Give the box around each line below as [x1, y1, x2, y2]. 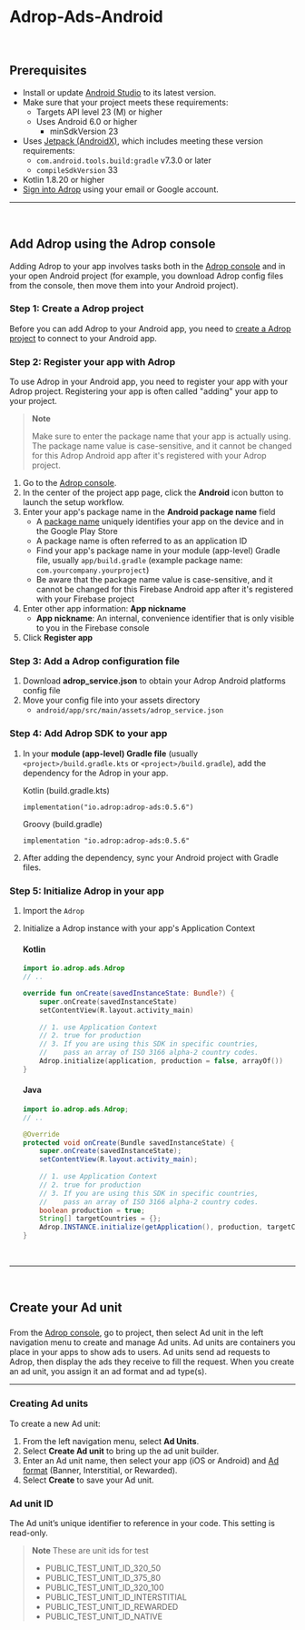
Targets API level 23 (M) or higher [35, 106, 163, 117]
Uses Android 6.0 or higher [35, 116, 138, 127]
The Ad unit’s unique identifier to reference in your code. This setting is [9, 1517, 275, 1528]
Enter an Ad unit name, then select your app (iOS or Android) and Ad [22, 1454, 280, 1466]
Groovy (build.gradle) [22, 818, 103, 829]
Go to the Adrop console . [22, 478, 117, 489]
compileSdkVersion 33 [35, 164, 118, 175]
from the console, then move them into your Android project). [9, 279, 239, 290]
